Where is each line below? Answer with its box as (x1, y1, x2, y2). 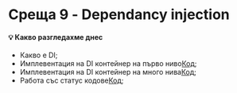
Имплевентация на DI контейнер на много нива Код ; (19, 68, 196, 77)
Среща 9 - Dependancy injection (8, 6, 230, 24)
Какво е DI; (19, 50, 58, 60)
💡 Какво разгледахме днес (8, 32, 103, 41)
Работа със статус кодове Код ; (19, 76, 124, 85)
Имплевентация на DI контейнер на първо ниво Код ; (19, 59, 197, 68)
